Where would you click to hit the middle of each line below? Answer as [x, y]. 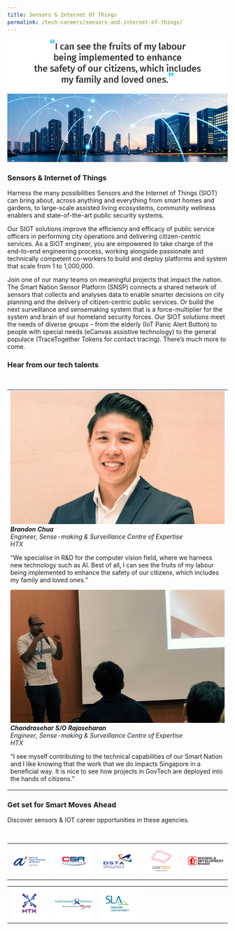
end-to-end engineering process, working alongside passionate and [106, 251]
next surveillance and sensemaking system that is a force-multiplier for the [115, 310]
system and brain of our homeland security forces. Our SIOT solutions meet [116, 317]
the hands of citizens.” [42, 778]
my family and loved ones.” [49, 580]
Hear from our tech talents [53, 364]
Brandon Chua [32, 529]
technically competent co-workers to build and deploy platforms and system [117, 258]
